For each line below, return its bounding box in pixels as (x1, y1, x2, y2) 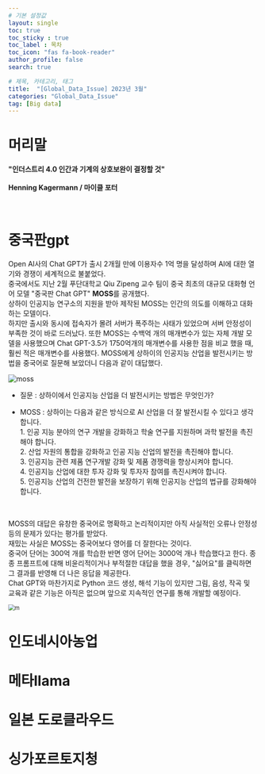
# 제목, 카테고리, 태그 (8, 77, 74, 86)
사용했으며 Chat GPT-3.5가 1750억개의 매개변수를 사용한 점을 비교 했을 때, (22, 338, 254, 347)
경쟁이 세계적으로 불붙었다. (22, 269, 106, 278)
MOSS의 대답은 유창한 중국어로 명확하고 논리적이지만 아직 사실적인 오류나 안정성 (8, 519, 258, 528)
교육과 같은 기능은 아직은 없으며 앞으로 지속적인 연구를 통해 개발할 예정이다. (8, 588, 241, 597)
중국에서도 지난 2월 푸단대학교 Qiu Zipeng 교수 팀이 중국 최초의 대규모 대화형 (8, 278, 248, 288)
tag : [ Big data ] (8, 100, 62, 108)
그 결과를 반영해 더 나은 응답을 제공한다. (8, 568, 131, 577)
